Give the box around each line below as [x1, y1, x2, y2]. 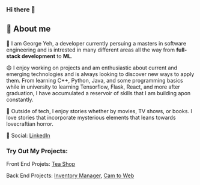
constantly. [6, 96, 34, 103]
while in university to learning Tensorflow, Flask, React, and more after [6, 83, 180, 90]
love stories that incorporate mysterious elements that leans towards [6, 114, 176, 121]
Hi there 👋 [6, 5, 36, 14]
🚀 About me [6, 24, 51, 34]
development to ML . [21, 52, 73, 59]
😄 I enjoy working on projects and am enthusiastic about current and [6, 64, 178, 71]
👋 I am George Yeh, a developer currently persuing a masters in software [6, 40, 187, 47]
